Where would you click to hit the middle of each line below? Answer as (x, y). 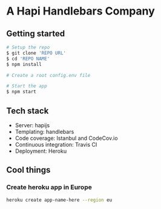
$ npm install (24, 64)
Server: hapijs (32, 125)
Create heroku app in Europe (49, 187)
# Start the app (27, 86)
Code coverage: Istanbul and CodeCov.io (66, 138)
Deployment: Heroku (41, 151)
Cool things (28, 170)
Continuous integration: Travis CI (56, 144)
